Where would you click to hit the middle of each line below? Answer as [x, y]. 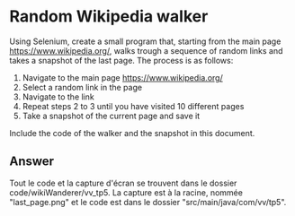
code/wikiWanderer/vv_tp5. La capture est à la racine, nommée [126, 192]
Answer [32, 162]
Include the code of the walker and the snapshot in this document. [132, 133]
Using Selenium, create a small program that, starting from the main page [145, 41]
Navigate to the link [58, 97]
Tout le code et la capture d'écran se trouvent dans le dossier [123, 183]
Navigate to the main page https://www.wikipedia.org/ [122, 77]
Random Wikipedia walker [109, 17]
